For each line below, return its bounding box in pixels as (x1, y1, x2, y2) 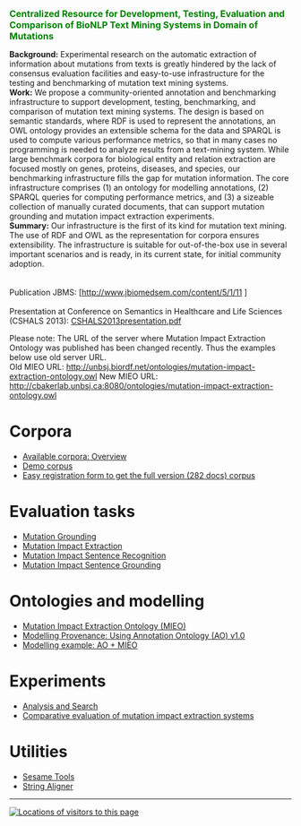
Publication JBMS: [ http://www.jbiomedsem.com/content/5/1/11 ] (9, 287, 248, 297)
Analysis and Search (21, 701, 99, 711)
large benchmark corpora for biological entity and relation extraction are (9, 154, 276, 164)
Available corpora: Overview (21, 451, 127, 461)
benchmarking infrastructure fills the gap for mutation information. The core (9, 173, 289, 183)
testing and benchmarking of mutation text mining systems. (9, 78, 229, 88)
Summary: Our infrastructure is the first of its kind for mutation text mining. (9, 220, 288, 231)
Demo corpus (21, 460, 73, 471)
